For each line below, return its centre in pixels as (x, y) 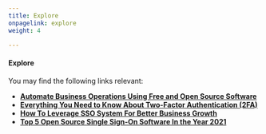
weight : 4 (25, 30)
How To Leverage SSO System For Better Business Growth (118, 113)
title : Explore (34, 16)
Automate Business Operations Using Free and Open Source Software (138, 96)
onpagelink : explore (43, 23)
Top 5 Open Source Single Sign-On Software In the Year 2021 (123, 121)
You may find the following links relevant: (76, 81)
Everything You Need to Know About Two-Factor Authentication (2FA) (139, 104)
